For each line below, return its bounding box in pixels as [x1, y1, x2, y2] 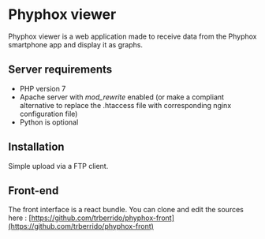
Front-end [8, 184, 59, 197]
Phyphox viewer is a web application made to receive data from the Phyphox [8, 32, 258, 41]
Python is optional [19, 117, 79, 127]
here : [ [8, 213, 32, 222]
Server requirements [8, 63, 113, 77]
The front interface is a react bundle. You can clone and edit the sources [8, 205, 244, 215]
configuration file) [19, 109, 78, 118]
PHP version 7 [19, 84, 66, 93]
